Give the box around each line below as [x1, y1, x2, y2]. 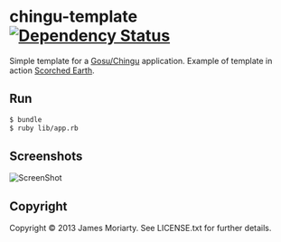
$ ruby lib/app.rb [9, 124, 79, 133]
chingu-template [9, 6, 138, 27]
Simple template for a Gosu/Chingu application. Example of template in [9, 55, 273, 66]
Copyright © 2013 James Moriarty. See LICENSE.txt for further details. [9, 223, 272, 234]
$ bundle [9, 115, 42, 124]
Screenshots [9, 148, 83, 163]
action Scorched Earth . [9, 65, 95, 76]
